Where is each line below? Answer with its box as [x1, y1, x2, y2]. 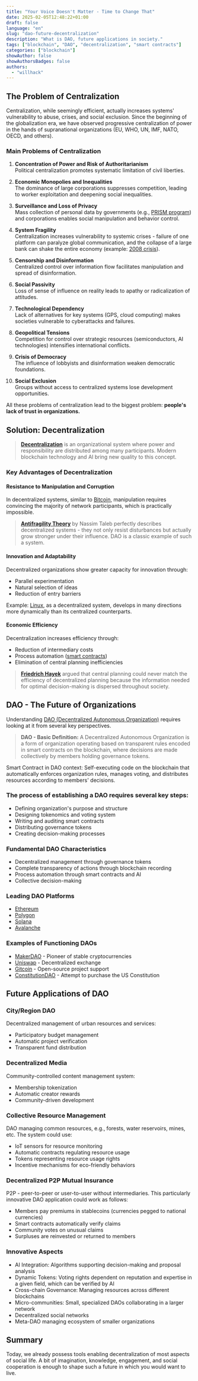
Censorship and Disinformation [14, 257, 94, 264]
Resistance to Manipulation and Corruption [6, 483, 114, 490]
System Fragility [14, 227, 56, 234]
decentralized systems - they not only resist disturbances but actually [20, 526, 191, 534]
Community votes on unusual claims [14, 1226, 104, 1234]
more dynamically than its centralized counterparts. [6, 607, 132, 615]
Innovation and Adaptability [6, 552, 76, 559]
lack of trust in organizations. [6, 408, 81, 415]
